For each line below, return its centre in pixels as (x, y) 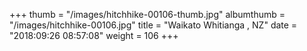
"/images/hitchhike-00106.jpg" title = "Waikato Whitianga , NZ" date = (153, 25)
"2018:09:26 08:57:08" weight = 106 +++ (94, 35)
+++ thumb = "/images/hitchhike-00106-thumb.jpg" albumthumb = (147, 14)
